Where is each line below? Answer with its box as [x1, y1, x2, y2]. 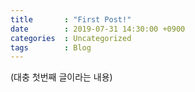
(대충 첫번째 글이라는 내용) [10, 71, 113, 83]
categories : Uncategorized [10, 33, 132, 43]
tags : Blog [10, 42, 92, 53]
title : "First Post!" [10, 14, 132, 25]
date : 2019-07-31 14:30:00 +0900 [10, 24, 186, 34]
